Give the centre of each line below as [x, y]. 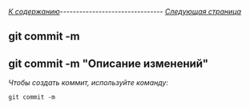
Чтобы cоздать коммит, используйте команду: [88, 83]
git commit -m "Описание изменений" [108, 63]
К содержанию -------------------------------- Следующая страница [125, 12]
